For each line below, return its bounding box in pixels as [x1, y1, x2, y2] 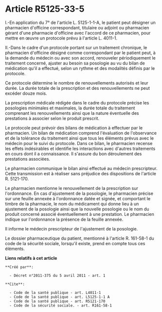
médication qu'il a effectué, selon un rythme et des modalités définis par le [5, 65, 155, 71]
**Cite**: [5, 282, 25, 287]
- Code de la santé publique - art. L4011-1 [9, 290, 101, 295]
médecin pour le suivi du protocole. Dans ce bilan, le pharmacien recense [5, 140, 153, 146]
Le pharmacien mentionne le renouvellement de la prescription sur [5, 185, 139, 191]
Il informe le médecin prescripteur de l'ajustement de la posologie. [5, 226, 138, 231]
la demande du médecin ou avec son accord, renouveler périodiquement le [5, 55, 156, 61]
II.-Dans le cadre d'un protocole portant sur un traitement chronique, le [5, 44, 147, 50]
